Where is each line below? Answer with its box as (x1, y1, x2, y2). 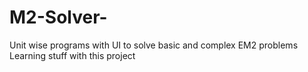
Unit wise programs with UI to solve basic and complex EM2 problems (9, 39, 299, 51)
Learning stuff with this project (9, 49, 136, 61)
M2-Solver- (9, 6, 108, 29)
